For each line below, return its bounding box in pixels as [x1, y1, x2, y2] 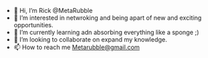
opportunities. [13, 21, 54, 29]
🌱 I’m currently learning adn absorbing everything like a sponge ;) [13, 28, 199, 36]
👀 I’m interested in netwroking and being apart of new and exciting [13, 14, 202, 22]
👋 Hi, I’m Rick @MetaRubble [13, 7, 93, 14]
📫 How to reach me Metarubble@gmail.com [13, 43, 140, 51]
